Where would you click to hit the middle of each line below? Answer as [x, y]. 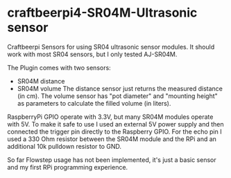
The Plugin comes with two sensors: [59, 67]
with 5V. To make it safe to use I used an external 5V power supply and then [115, 124]
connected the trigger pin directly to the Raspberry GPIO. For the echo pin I [114, 131]
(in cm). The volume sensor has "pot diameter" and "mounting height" [118, 96]
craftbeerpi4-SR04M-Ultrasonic [102, 13]
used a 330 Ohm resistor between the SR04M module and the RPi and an [112, 139]
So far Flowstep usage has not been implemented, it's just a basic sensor [112, 160]
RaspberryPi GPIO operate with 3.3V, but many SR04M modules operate [110, 117]
